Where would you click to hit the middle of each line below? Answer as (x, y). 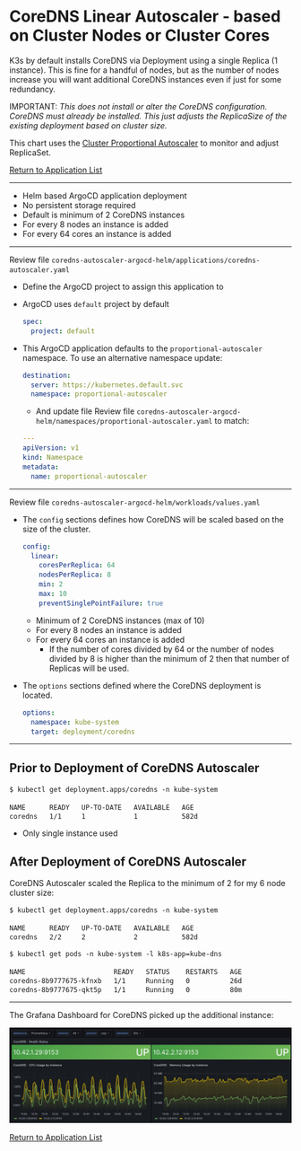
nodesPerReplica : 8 (75, 575)
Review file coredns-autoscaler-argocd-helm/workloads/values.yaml (135, 502)
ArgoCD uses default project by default (96, 303)
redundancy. (33, 89)
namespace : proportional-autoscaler (99, 394)
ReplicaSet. (30, 152)
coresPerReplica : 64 (77, 566)
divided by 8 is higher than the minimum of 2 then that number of (169, 658)
